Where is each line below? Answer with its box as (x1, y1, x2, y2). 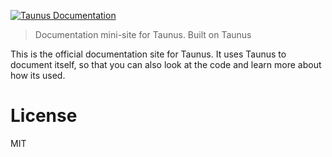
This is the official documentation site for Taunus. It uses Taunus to (10, 48, 287, 60)
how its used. (10, 70, 66, 81)
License (10, 105, 78, 127)
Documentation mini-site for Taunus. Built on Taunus (34, 29, 252, 40)
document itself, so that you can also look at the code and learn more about (10, 59, 322, 70)
